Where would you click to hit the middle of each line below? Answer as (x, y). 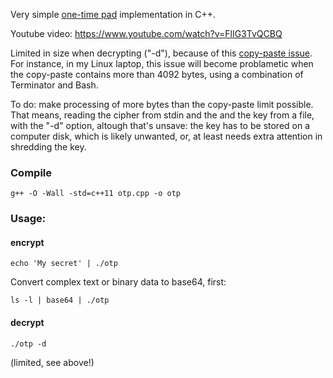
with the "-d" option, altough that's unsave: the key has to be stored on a (160, 125)
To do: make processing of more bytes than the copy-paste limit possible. (162, 104)
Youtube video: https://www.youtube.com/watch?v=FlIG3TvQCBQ (146, 33)
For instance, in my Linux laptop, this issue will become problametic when (162, 63)
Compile (31, 172)
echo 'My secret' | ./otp (64, 264)
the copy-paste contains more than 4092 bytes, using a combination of (157, 74)
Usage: (28, 219)
